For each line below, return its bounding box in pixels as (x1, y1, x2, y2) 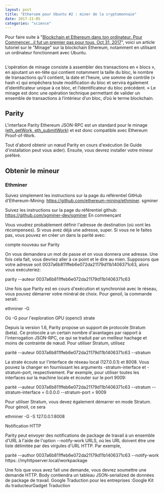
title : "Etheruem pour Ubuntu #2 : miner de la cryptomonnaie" (5, 12, 137, 17)
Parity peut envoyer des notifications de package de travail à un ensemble (5, 432, 155, 438)
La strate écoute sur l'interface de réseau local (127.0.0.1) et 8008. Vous (5, 359, 149, 365)
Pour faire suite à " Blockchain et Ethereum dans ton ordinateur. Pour (5, 34, 143, 40)
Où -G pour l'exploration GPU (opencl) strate (5, 315, 95, 321)
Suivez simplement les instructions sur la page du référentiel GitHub (5, 193, 142, 199)
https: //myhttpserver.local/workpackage (5, 458, 88, 464)
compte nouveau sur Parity (5, 242, 60, 247)
